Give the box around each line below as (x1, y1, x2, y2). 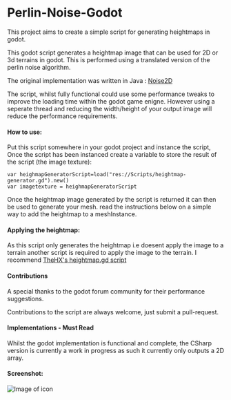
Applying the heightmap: (7, 226, 81, 234)
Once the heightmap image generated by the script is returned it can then (7, 196, 217, 204)
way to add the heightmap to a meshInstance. (7, 210, 137, 218)
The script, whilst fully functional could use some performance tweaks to (7, 90, 215, 98)
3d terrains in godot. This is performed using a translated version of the (7, 55, 210, 64)
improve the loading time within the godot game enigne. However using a (7, 97, 215, 105)
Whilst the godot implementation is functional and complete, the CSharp (7, 339, 212, 347)
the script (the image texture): (7, 158, 92, 166)
